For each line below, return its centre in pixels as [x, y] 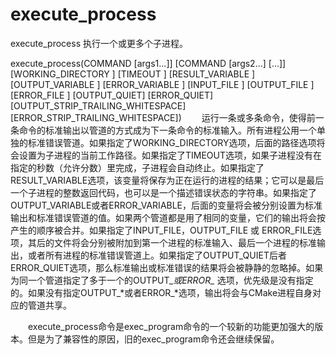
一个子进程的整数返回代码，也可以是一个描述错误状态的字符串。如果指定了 [163, 192]
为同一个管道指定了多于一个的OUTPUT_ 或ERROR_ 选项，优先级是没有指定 [162, 280]
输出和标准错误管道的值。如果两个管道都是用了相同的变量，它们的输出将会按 [168, 217]
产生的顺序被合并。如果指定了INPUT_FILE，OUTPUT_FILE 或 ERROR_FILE [161, 230]
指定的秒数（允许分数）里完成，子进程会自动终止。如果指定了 [137, 167]
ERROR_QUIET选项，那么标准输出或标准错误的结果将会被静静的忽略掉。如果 [167, 267]
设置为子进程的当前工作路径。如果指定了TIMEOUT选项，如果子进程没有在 [170, 155]
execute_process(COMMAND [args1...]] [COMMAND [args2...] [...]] [148, 63]
